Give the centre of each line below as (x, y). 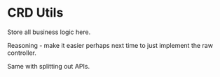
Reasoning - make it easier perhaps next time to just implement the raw (110, 45)
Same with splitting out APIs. (48, 66)
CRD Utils (35, 13)
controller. (22, 53)
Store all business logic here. (49, 32)
